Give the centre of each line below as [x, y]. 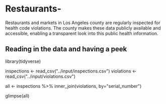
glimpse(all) [17, 95]
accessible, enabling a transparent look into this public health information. [82, 33]
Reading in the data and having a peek [66, 49]
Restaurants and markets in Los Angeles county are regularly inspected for [83, 23]
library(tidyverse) [23, 61]
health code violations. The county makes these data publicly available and [83, 28]
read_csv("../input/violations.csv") [40, 76]
